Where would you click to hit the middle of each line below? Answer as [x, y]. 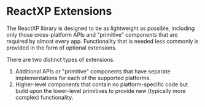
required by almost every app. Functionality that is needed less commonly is [102, 41]
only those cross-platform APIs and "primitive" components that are [92, 34]
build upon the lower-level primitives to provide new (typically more [100, 90]
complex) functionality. [44, 97]
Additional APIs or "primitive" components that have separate [93, 71]
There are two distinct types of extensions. [60, 59]
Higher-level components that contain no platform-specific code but [102, 84]
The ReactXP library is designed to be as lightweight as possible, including [101, 28]
